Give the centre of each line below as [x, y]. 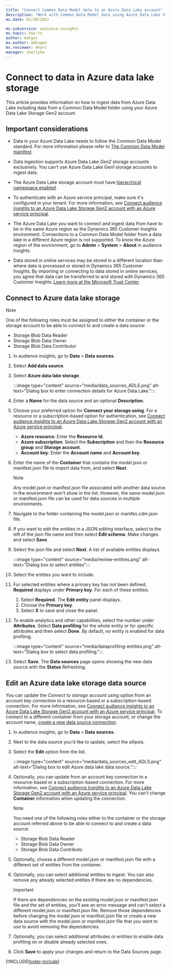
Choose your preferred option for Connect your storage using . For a [85, 411]
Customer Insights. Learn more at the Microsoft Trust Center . [77, 282]
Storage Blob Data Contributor [45, 346]
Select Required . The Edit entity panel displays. [71, 600]
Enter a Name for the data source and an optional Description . [79, 401]
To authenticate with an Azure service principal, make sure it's [78, 198]
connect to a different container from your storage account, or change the [83, 717]
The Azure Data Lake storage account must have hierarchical [77, 182]
